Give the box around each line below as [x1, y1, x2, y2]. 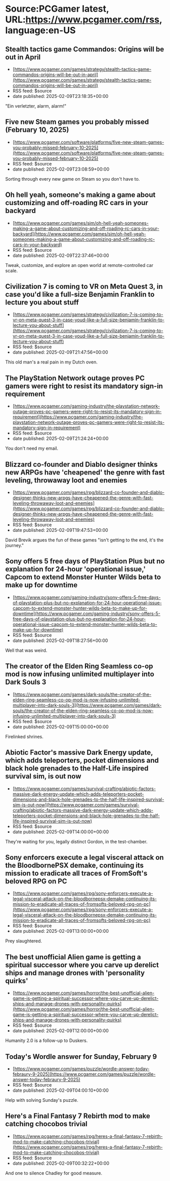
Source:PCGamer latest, [5, 3, 109, 15]
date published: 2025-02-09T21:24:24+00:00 [12, 435, 109, 442]
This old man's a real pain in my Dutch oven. [5, 359, 98, 365]
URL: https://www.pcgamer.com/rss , [5, 14, 162, 25]
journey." [5, 543, 24, 549]
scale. [5, 267, 18, 274]
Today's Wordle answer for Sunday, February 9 [5, 1052, 157, 1061]
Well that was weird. [5, 647, 48, 653]
